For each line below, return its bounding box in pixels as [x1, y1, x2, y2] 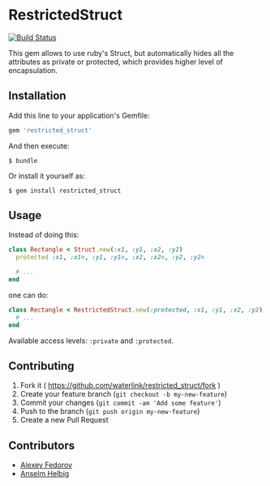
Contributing [8, 359, 75, 372]
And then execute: [8, 140, 70, 151]
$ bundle [8, 157, 38, 165]
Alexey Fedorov [19, 460, 73, 470]
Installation [8, 89, 66, 103]
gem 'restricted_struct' [8, 126, 92, 135]
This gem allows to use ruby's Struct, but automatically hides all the [8, 48, 234, 58]
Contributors [8, 438, 75, 452]
